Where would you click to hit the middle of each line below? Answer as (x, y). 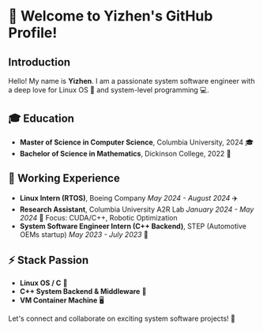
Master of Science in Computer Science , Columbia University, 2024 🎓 (137, 142)
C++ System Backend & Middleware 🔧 (83, 292)
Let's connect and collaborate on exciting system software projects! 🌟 (122, 318)
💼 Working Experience (64, 178)
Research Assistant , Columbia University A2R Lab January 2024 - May (137, 209)
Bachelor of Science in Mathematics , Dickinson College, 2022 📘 (125, 153)
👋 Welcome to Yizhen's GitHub (111, 16)
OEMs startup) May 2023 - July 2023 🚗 (84, 234)
